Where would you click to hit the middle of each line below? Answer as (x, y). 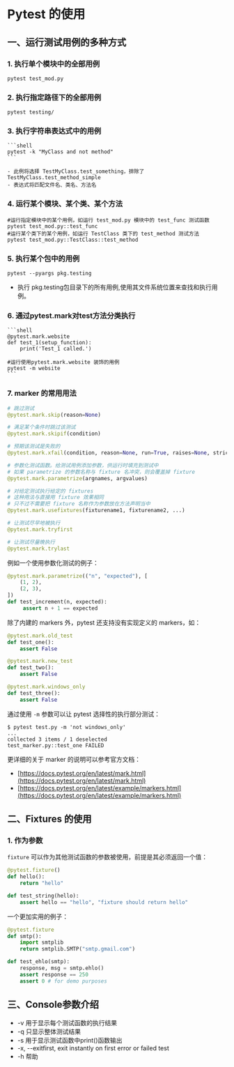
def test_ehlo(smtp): (39, 962)
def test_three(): (34, 693)
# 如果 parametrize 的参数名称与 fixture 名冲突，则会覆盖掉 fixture (101, 472)
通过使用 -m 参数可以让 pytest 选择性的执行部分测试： (84, 714)
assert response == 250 (54, 974)
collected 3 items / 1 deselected (57, 739)
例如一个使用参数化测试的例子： (53, 562)
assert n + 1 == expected (60, 608)
